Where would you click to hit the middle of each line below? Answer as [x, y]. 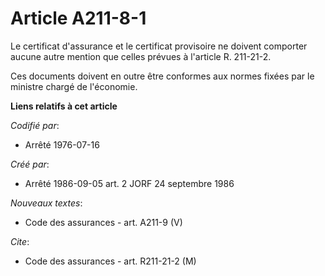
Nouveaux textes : [46, 203]
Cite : [20, 241]
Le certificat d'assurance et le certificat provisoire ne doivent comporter [159, 46]
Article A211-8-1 [78, 18]
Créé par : [30, 164]
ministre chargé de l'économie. [74, 86]
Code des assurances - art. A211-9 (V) [103, 222]
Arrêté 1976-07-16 [62, 144]
